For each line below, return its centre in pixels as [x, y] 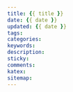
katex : [17, 71]
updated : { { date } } [37, 26]
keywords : [22, 46]
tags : [15, 33]
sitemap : [20, 78]
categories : [24, 39]
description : [26, 53]
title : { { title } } [35, 13]
